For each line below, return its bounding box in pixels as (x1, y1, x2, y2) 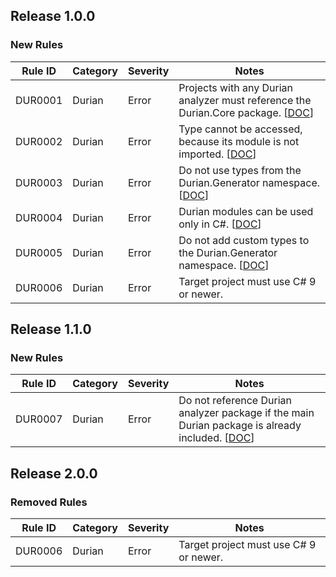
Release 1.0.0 (10, 8, 96, 25)
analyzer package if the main (178, 406, 315, 420)
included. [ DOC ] (178, 431, 255, 445)
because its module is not (178, 134, 300, 148)
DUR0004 (15, 210, 63, 224)
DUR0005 (15, 245, 63, 259)
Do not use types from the (178, 163, 302, 177)
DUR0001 (15, 93, 63, 107)
